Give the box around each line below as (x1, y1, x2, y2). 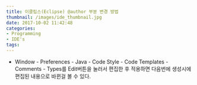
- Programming (6, 31, 42, 37)
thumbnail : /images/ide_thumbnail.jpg (6, 14, 102, 20)
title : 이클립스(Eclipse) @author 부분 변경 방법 (6, 8, 119, 15)
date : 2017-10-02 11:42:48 (6, 20, 73, 26)
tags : (6, 42, 20, 48)
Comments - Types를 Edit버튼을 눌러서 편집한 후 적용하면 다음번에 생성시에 (14, 65, 192, 72)
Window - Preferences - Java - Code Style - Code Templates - (14, 58, 169, 65)
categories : (6, 25, 36, 32)
